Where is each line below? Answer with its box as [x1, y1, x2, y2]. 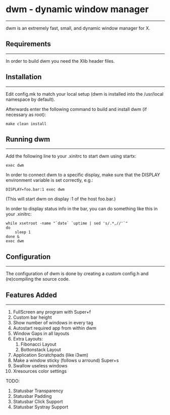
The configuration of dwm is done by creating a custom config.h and [6, 271, 149, 277]
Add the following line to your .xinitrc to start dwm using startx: [6, 153, 137, 159]
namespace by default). [6, 96, 55, 102]
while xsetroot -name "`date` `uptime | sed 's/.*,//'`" [6, 221, 128, 226]
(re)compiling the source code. [6, 276, 70, 282]
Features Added [6, 290, 58, 299]
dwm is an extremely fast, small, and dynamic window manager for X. [6, 25, 150, 31]
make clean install [6, 121, 47, 126]
